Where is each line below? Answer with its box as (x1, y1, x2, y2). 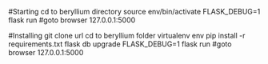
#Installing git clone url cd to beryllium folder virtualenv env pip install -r (8, 31, 246, 40)
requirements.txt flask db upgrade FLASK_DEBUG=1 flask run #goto (8, 39, 232, 49)
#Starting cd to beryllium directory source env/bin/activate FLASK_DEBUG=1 (8, 7, 261, 16)
